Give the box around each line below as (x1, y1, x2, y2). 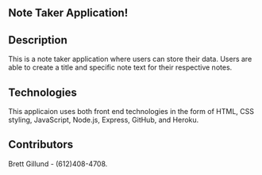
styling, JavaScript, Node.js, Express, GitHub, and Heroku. (8, 115, 199, 125)
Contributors (8, 138, 74, 151)
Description (8, 33, 67, 47)
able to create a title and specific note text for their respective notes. (8, 63, 233, 72)
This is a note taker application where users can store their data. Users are (8, 55, 252, 64)
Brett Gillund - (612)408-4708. (8, 158, 108, 169)
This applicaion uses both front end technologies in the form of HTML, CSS (8, 107, 254, 116)
